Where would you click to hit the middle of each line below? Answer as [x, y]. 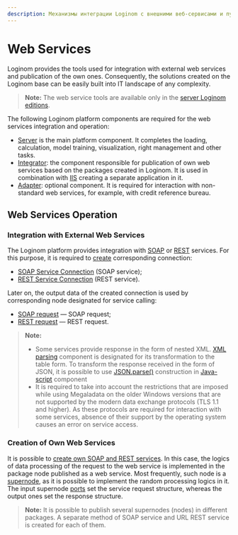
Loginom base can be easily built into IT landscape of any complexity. [109, 84]
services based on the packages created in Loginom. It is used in [113, 170]
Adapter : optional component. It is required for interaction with [109, 185]
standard [31, 193]
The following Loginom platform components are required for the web [109, 118]
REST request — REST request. [63, 322]
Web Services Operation [63, 214]
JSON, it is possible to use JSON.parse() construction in [117, 372]
